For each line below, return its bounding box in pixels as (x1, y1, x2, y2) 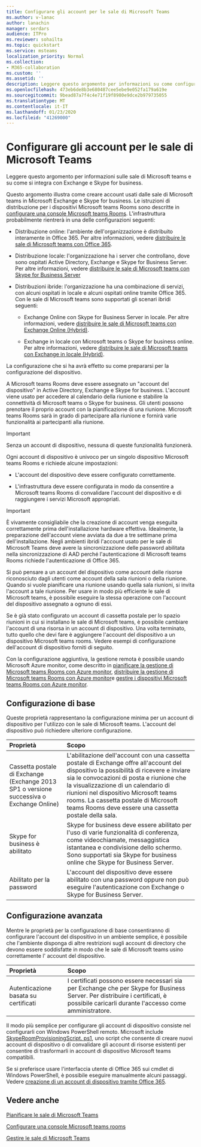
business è (9, 840, 40, 848)
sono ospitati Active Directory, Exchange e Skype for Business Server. (14, 259, 188, 266)
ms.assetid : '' (6, 75, 44, 81)
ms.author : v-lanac (6, 14, 55, 20)
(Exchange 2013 (9, 777, 57, 785)
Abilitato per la (9, 876, 50, 883)
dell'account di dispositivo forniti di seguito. (6, 644, 114, 651)
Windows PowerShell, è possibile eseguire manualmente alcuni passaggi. (6, 1072, 187, 1079)
